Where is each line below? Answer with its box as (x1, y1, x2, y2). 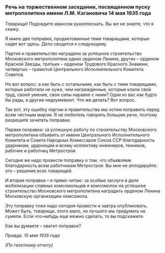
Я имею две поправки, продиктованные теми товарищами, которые (5, 36, 150, 42)
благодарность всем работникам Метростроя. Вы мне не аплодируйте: (5, 162, 158, 169)
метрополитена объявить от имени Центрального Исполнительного (5, 132, 150, 138)
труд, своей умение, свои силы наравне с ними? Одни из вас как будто (5, 92, 157, 98)
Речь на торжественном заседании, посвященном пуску (5, 3, 151, 10)
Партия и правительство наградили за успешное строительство (5, 51, 142, 56)
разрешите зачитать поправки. (5, 117, 71, 123)
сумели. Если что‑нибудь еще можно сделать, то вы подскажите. (5, 213, 145, 219)
